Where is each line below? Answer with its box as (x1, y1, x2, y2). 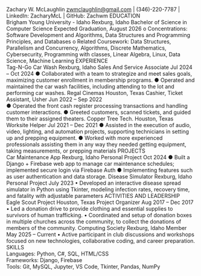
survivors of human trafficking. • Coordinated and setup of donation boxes (6, 212, 192, 218)
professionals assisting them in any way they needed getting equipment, (6, 141, 187, 148)
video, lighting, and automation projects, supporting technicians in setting (6, 128, 189, 135)
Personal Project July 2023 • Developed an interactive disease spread (6, 179, 181, 186)
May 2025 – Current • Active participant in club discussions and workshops (6, 231, 195, 238)
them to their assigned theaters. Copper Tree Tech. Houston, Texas (6, 115, 174, 122)
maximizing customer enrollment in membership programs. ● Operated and (6, 76, 195, 84)
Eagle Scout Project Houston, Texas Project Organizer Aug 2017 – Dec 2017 (6, 199, 194, 206)
